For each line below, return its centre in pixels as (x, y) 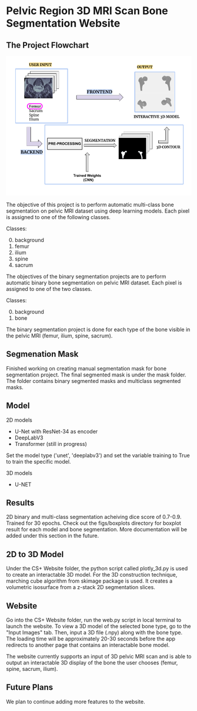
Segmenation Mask (42, 354)
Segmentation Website (63, 23)
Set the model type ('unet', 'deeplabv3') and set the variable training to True (98, 455)
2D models (19, 420)
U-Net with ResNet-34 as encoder (56, 431)
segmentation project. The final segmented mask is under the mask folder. (96, 375)
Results (20, 503)
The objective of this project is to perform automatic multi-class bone (90, 205)
